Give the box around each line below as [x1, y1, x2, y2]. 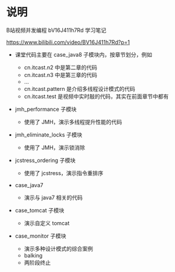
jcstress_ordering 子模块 [14, 156, 76, 164]
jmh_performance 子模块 [14, 105, 77, 113]
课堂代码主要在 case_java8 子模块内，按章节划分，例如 [14, 51, 153, 58]
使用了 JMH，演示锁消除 [24, 144, 86, 151]
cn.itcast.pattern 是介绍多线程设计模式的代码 [24, 85, 136, 92]
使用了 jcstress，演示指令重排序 [24, 169, 104, 176]
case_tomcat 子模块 [14, 206, 65, 214]
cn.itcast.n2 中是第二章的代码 [24, 64, 98, 71]
